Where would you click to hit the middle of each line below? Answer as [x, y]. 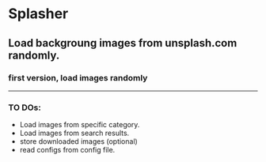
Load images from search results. [74, 133]
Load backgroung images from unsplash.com [123, 43]
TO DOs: [25, 107]
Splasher [38, 14]
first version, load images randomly [78, 77]
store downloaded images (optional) [79, 141]
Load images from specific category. [80, 125]
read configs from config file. [67, 150]
